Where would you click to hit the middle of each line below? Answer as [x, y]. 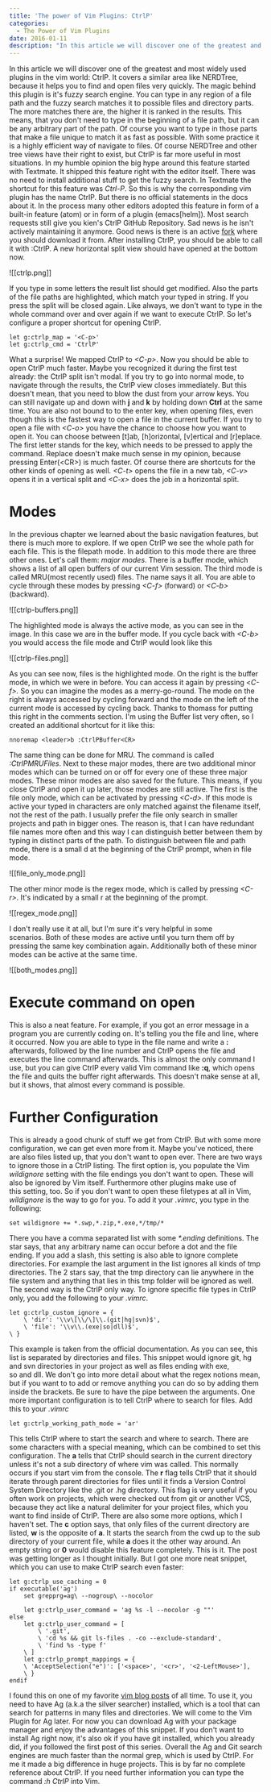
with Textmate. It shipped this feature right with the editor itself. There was [132, 172]
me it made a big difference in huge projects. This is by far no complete [127, 1764]
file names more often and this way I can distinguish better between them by [136, 832]
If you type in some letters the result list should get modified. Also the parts [134, 289]
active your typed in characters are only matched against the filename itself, [135, 806]
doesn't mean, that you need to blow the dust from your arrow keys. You [129, 394]
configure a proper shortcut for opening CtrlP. [85, 322]
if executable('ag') [44, 1589]
